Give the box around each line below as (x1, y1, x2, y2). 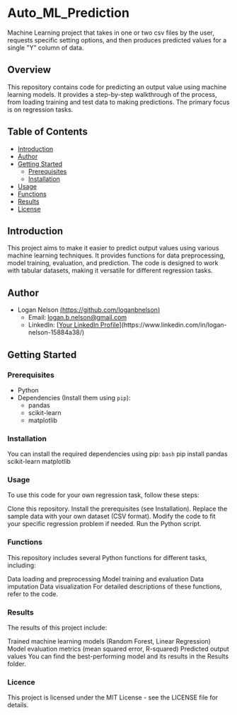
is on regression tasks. (7, 105, 74, 114)
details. (7, 701, 29, 709)
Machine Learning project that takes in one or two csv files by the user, (7, 28, 214, 37)
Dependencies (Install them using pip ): (17, 393, 131, 402)
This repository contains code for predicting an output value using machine (7, 83, 227, 91)
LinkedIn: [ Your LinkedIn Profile (28, 320, 120, 330)
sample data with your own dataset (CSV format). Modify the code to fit (7, 512, 216, 521)
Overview (7, 64, 52, 76)
